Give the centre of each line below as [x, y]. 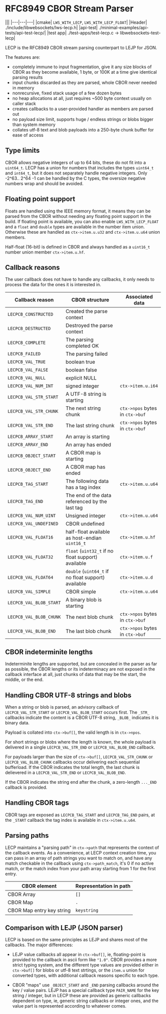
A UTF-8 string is [86, 394]
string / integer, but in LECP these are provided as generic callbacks [82, 996]
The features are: [23, 57]
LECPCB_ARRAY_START [30, 437]
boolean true [80, 362]
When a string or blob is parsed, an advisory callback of [62, 707]
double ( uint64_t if [87, 571]
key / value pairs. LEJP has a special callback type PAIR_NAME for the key [86, 990]
